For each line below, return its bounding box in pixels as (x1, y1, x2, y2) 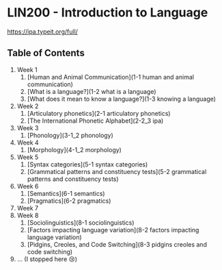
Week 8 (16, 211, 39, 219)
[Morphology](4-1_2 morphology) (27, 145, 122, 154)
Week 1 (16, 65, 38, 73)
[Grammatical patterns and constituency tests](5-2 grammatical (27, 167, 207, 175)
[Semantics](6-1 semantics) (27, 189, 105, 197)
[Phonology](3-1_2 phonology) (27, 131, 114, 139)
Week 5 (16, 153, 39, 161)
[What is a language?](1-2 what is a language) (27, 87, 156, 95)
